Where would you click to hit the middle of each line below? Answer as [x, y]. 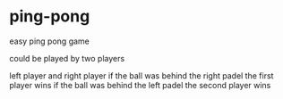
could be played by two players [67, 58]
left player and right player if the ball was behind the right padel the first [141, 75]
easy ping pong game [49, 41]
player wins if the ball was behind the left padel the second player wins [140, 85]
